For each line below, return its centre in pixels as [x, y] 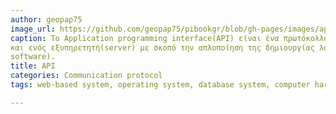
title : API [33, 66]
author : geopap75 [46, 19]
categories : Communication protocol [86, 76]
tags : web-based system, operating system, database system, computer [160, 85]
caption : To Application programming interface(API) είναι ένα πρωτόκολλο [169, 38]
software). [33, 57]
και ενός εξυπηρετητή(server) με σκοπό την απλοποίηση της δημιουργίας [162, 47]
